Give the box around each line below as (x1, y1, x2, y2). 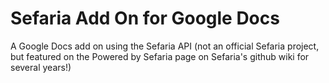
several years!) (10, 61, 72, 73)
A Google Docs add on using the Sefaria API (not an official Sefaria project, (10, 40, 320, 52)
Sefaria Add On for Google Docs (10, 7, 280, 30)
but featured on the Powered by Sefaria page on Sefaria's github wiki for (10, 50, 310, 62)
